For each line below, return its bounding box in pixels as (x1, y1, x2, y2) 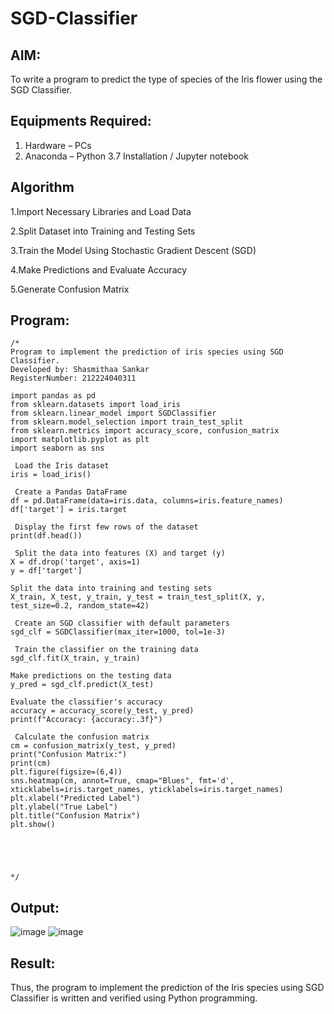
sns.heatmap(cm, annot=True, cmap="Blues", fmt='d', (10, 776, 235, 786)
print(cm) (10, 758, 52, 769)
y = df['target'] (10, 566, 83, 576)
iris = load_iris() (10, 470, 92, 480)
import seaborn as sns (10, 443, 105, 454)
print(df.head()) (10, 531, 83, 541)
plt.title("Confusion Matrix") (10, 811, 141, 821)
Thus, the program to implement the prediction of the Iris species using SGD (10, 982, 325, 994)
